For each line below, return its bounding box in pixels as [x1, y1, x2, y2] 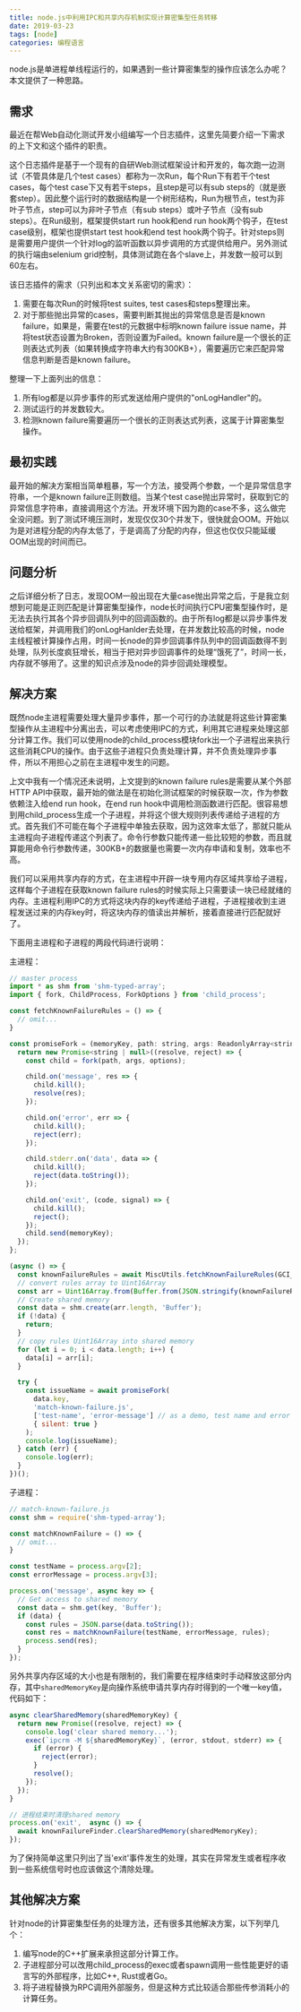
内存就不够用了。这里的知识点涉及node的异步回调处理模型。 [9, 658, 233, 668]
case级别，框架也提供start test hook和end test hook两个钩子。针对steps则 [9, 227, 285, 237]
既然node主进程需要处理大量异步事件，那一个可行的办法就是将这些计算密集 [9, 711, 288, 722]
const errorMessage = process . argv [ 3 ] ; [9, 1570, 159, 1579]
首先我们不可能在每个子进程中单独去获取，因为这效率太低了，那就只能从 [24, 821, 292, 831]
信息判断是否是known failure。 [21, 355, 136, 365]
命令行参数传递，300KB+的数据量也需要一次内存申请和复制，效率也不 [32, 843, 291, 854]
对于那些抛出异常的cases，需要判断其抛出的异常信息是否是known [21, 310, 266, 321]
